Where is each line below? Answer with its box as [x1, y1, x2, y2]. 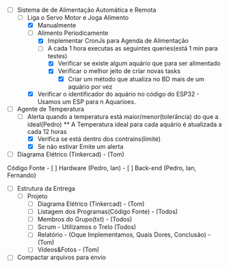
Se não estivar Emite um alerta [37, 142, 124, 150]
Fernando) [7, 171, 36, 179]
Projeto [27, 192, 48, 200]
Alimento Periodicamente [37, 29, 109, 37]
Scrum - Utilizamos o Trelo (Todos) [37, 223, 137, 231]
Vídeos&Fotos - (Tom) [37, 245, 100, 254]
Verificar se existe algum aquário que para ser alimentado [57, 59, 221, 68]
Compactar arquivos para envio [16, 253, 106, 262]
